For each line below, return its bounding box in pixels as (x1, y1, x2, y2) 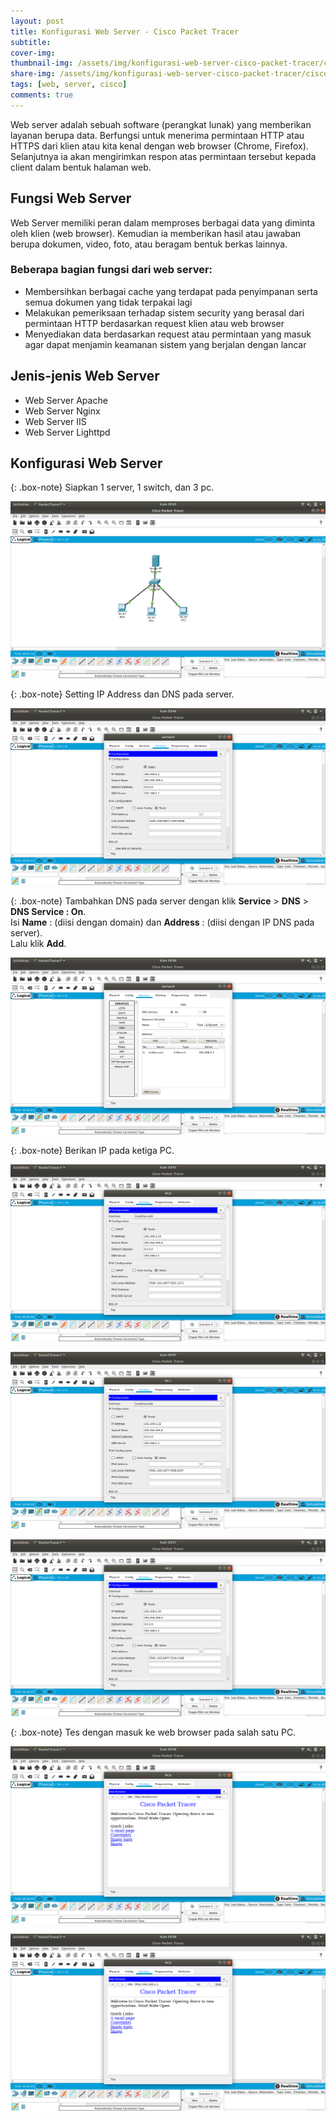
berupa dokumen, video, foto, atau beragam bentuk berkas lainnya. (10, 238, 288, 250)
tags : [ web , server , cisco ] (10, 80, 128, 90)
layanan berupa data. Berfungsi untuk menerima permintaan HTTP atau (10, 129, 305, 141)
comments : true (10, 90, 74, 100)
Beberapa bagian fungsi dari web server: (10, 263, 213, 277)
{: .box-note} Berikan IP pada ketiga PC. (10, 1145, 175, 1157)
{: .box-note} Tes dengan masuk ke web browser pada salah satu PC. (10, 1726, 297, 1739)
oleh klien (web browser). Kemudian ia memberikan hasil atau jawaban (10, 227, 302, 239)
